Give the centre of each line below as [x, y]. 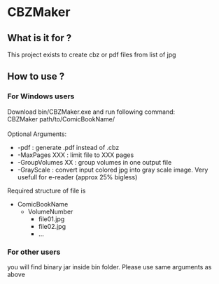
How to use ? [36, 76]
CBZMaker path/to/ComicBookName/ [61, 119]
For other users [34, 252]
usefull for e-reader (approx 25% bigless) [77, 177]
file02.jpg [52, 226]
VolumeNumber [50, 211]
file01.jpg [51, 219]
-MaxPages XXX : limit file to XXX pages [76, 155]
